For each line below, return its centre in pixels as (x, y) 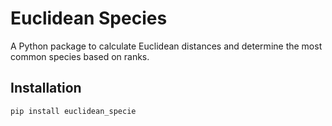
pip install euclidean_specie (73, 111)
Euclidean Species (89, 18)
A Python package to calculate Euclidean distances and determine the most (166, 46)
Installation (46, 88)
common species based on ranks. (80, 56)
